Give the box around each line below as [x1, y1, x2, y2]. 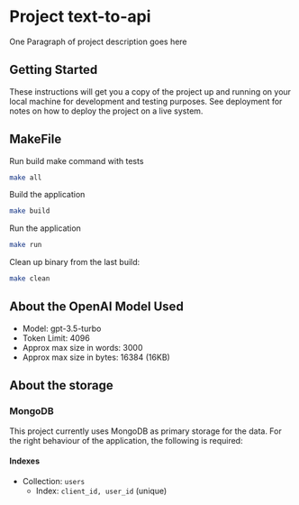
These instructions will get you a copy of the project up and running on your [9, 86, 291, 96]
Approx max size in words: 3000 [22, 342, 143, 353]
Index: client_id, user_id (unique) [35, 485, 168, 496]
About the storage [9, 378, 114, 393]
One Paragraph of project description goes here [9, 36, 187, 47]
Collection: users [22, 475, 86, 486]
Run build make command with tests [9, 155, 144, 166]
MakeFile [9, 132, 62, 147]
